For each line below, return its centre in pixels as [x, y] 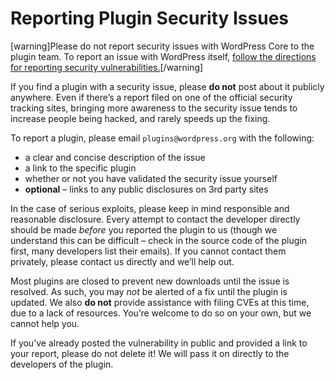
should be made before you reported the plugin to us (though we [144, 229]
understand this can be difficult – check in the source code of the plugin [159, 240]
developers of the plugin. [62, 364]
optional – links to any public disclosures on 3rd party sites [146, 189]
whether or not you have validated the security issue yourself [151, 178]
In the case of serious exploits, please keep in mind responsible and [150, 208]
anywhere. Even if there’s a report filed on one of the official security [151, 97]
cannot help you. [45, 323]
